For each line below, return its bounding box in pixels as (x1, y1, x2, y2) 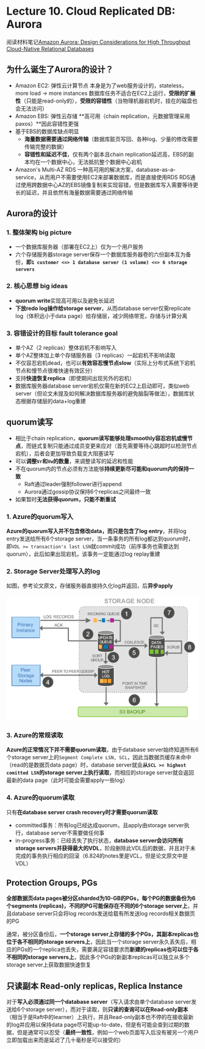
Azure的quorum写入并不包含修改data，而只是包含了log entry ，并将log (6, 528, 187, 535)
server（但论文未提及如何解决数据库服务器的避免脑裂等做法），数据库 (15, 390, 189, 397)
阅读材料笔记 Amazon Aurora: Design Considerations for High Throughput (6, 38, 191, 45)
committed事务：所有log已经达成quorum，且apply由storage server (15, 821, 184, 829)
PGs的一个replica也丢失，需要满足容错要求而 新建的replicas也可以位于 (16, 946, 193, 953)
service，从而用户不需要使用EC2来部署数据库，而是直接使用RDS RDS (15, 173, 190, 181)
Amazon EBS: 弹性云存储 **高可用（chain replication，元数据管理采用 (15, 112, 190, 120)
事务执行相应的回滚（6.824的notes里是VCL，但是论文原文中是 (31, 852, 188, 859)
